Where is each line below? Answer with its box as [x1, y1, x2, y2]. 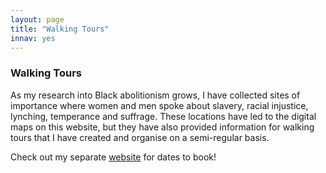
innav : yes [10, 33, 56, 43]
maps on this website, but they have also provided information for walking [10, 121, 315, 133]
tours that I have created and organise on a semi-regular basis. [10, 131, 270, 143]
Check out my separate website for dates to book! [10, 151, 217, 163]
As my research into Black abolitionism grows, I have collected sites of [10, 89, 301, 101]
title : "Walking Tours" [10, 24, 110, 34]
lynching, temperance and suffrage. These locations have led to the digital [10, 110, 317, 122]
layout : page [10, 14, 65, 25]
